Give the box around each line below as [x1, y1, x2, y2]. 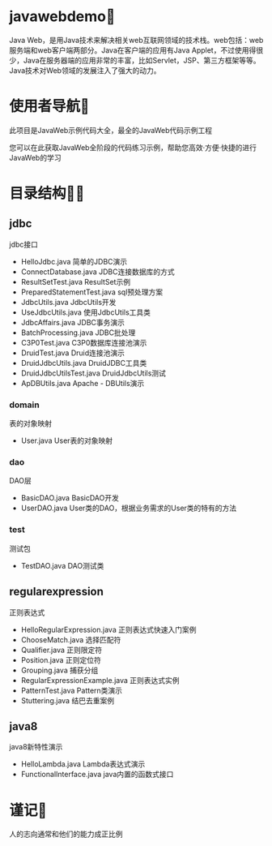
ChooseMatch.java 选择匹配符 [20, 634, 121, 644]
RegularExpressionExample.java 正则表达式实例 [20, 675, 181, 685]
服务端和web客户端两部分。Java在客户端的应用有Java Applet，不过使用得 [9, 45, 257, 55]
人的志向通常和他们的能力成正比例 [9, 829, 123, 839]
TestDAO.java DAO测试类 [20, 560, 104, 570]
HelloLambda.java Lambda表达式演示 [20, 759, 146, 769]
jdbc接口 [9, 239, 39, 249]
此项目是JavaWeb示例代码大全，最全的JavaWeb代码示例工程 [9, 125, 213, 135]
